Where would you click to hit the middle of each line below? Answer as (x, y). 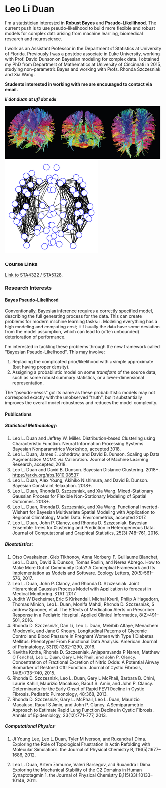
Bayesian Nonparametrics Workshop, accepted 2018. (67, 449)
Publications (18, 414)
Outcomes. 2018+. (31, 501)
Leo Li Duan (30, 9)
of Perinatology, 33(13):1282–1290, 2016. (54, 647)
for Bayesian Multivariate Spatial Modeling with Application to (92, 512)
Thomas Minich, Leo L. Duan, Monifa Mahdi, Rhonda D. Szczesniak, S (83, 604)
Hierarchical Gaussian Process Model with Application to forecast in (82, 589)
